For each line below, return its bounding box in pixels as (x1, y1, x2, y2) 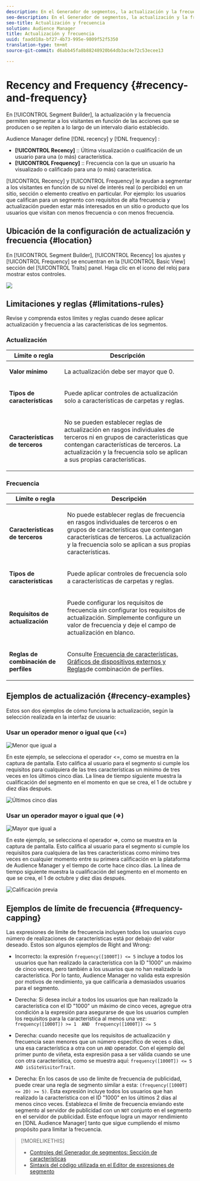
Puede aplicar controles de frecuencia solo (67, 569, 187, 577)
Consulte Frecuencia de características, (67, 650, 179, 658)
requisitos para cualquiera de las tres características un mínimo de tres (6, 766, 180, 773)
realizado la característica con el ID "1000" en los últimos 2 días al (14, 1094, 177, 1101)
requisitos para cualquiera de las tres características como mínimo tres (6, 849, 180, 857)
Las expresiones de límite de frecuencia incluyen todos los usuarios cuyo (6, 929, 186, 936)
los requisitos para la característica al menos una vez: (14, 1015, 147, 1022)
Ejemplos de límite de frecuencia (6, 903, 130, 913)
